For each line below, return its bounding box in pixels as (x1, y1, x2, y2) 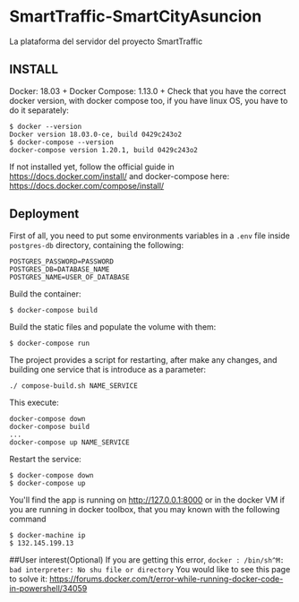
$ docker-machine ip (9, 530, 87, 539)
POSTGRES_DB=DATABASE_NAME (9, 264, 110, 274)
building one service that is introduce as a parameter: (9, 364, 207, 374)
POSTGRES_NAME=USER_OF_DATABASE (9, 272, 130, 281)
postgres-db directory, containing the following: (9, 239, 184, 250)
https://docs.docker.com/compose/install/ (9, 180, 165, 191)
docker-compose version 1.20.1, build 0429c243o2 (9, 145, 199, 154)
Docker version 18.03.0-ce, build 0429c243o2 (9, 130, 182, 139)
